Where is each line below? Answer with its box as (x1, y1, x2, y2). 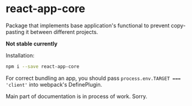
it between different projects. (26, 28, 98, 35)
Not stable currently (5, 40, 58, 47)
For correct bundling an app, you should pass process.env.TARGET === (5, 75, 181, 82)
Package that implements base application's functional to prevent (5, 22, 170, 29)
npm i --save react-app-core (5, 63, 80, 70)
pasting (5, 28, 25, 35)
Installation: (5, 51, 35, 59)
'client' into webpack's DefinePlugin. (5, 81, 103, 88)
